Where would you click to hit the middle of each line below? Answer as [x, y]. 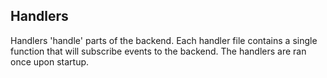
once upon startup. [50, 61]
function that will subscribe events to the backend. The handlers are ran [158, 51]
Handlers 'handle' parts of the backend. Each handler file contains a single [164, 40]
